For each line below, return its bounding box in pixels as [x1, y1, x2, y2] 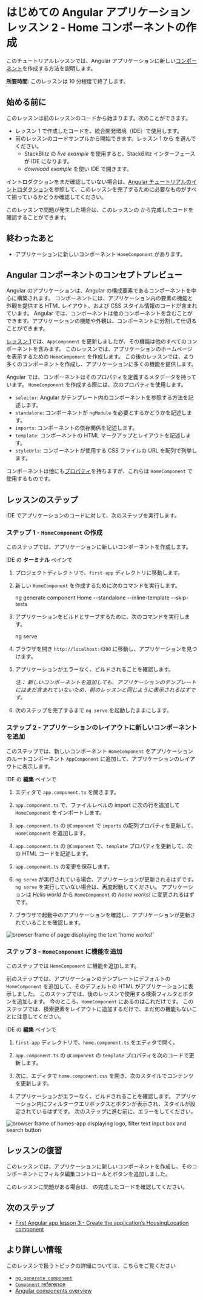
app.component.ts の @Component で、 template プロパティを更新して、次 [15, 842, 193, 849]
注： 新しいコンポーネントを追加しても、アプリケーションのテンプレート [15, 679, 197, 686]
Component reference [15, 1281, 65, 1288]
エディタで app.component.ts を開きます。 [15, 788, 119, 795]
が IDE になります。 [24, 157, 73, 164]
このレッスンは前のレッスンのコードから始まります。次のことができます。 [6, 114, 191, 121]
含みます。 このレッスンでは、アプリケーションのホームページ [38, 345, 193, 352]
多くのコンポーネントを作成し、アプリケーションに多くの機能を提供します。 [6, 360, 197, 368]
